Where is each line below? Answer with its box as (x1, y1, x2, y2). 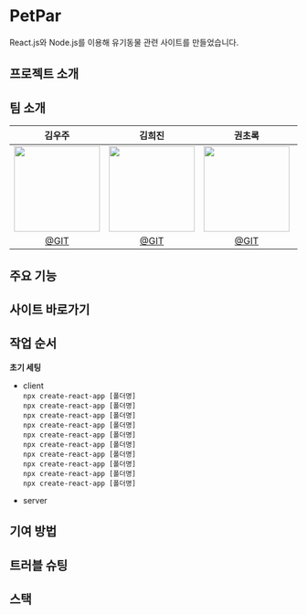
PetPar (9, 5, 62, 27)
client (22, 380, 44, 391)
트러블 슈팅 (9, 557, 69, 573)
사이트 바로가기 (9, 302, 90, 317)
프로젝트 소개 (9, 66, 79, 82)
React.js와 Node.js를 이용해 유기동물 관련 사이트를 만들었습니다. (9, 37, 239, 48)
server (22, 494, 48, 505)
